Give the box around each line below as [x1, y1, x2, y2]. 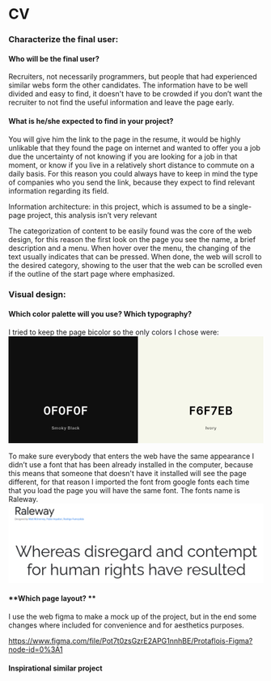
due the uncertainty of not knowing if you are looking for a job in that [8, 151, 238, 161]
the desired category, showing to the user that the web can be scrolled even [8, 260, 263, 270]
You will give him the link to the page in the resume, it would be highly [8, 134, 241, 144]
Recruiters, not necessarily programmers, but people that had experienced [8, 72, 257, 82]
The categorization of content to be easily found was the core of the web [8, 226, 252, 236]
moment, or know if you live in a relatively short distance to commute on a [8, 160, 255, 170]
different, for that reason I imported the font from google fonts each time [8, 477, 250, 487]
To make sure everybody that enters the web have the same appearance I [8, 451, 255, 461]
